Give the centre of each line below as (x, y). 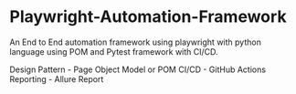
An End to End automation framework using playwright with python (136, 42)
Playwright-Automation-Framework (148, 17)
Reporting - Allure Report (57, 78)
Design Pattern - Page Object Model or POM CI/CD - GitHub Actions (138, 69)
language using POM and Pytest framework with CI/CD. (114, 51)
